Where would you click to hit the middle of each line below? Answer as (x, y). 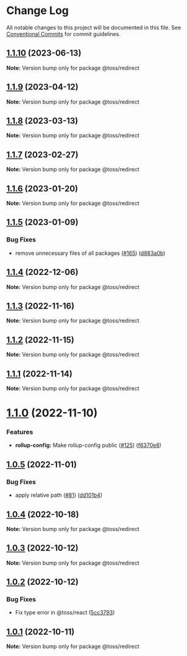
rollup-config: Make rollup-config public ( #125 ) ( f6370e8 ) (88, 445)
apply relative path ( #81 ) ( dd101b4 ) (58, 495)
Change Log (37, 11)
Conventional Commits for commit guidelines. (63, 34)
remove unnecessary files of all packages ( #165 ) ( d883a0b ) (90, 253)
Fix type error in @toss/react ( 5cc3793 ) (65, 613)
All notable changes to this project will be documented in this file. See (94, 27)
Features (20, 432)
